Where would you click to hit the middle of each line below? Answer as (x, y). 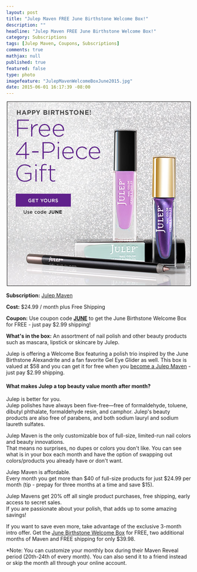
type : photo (21, 75)
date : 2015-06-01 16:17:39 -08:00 (49, 87)
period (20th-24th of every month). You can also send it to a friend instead (96, 557)
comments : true (25, 50)
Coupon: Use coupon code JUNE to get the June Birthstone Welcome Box (96, 318)
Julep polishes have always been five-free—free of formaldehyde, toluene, (97, 406)
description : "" (26, 25)
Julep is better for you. (34, 399)
